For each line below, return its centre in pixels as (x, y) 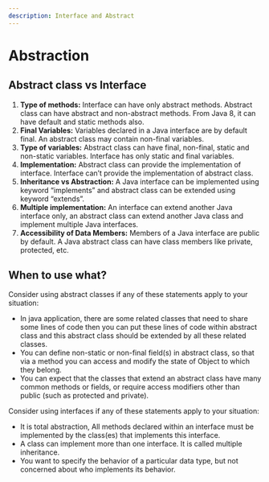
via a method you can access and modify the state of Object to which (135, 361)
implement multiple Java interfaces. (79, 224)
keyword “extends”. (52, 199)
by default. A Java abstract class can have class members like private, (136, 241)
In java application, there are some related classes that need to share (134, 319)
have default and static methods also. (82, 122)
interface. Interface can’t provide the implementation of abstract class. (137, 173)
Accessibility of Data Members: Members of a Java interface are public (140, 233)
